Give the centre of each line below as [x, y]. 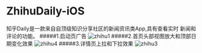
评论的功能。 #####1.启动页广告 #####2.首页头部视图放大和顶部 [99, 36]
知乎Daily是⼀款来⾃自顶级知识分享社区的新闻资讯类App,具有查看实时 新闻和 [101, 28]
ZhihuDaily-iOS [45, 11]
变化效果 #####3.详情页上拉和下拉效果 [72, 43]
